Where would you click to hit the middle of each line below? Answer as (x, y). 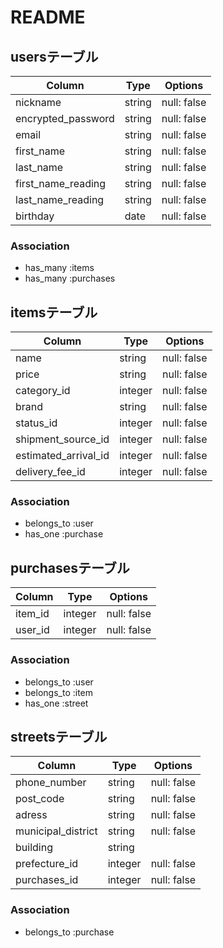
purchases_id (47, 880)
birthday (35, 216)
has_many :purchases (70, 278)
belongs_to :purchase (69, 932)
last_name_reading (60, 199)
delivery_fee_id (50, 472)
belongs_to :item (59, 692)
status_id (36, 423)
